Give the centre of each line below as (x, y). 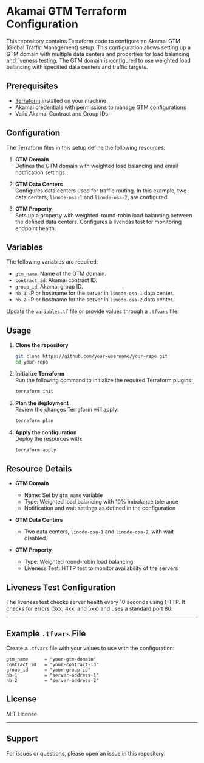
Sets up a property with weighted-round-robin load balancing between (104, 215)
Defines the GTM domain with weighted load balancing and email (97, 166)
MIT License (22, 714)
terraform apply (36, 450)
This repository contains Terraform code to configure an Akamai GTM (93, 41)
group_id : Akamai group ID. (49, 287)
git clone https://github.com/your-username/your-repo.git (91, 357)
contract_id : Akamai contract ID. (56, 280)
